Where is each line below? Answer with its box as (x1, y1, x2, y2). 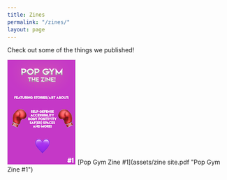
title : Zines (7, 11, 45, 18)
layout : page (7, 26, 45, 33)
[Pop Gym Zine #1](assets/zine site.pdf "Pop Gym (77, 158, 221, 167)
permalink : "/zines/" (7, 18, 71, 26)
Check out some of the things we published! (7, 46, 135, 54)
